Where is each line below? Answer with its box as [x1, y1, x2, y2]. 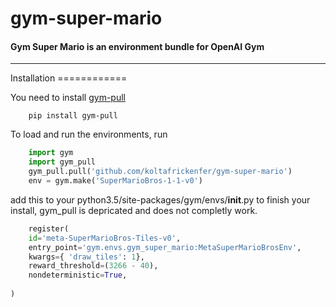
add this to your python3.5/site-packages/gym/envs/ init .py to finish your [10, 193, 311, 206]
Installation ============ [10, 72, 128, 84]
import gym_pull [28, 157, 97, 167]
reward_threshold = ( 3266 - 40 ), [28, 261, 159, 271]
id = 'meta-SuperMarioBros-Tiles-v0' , [28, 233, 182, 243]
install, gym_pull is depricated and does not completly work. [10, 204, 258, 216]
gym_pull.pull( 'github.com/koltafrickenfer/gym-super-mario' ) [28, 167, 293, 177]
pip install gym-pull [28, 111, 118, 121]
